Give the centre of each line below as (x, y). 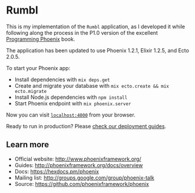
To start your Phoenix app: (38, 68)
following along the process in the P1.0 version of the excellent (82, 32)
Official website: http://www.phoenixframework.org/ (78, 159)
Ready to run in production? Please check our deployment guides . (86, 126)
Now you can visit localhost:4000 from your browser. (71, 115)
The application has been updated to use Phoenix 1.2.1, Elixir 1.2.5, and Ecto (98, 50)
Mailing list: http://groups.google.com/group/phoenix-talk (85, 178)
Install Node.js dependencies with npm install (71, 97)
